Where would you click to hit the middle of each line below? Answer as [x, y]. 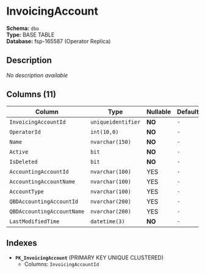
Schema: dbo [23, 28]
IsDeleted [23, 161]
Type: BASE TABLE [31, 34]
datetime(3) [108, 221]
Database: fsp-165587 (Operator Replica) [59, 41]
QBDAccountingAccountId [44, 201]
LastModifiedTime [34, 221]
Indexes [22, 243]
